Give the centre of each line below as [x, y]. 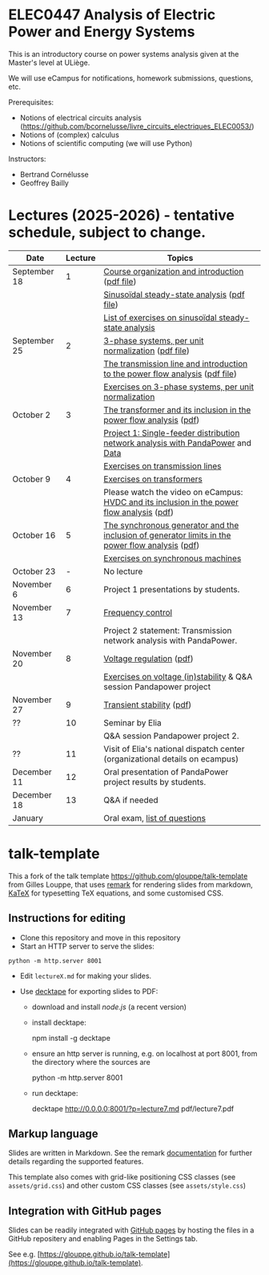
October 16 [34, 535]
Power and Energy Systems [102, 32]
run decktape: [55, 1093]
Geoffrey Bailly [44, 183]
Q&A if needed [131, 800]
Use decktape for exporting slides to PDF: [89, 991]
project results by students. [155, 782]
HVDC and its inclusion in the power [171, 501]
